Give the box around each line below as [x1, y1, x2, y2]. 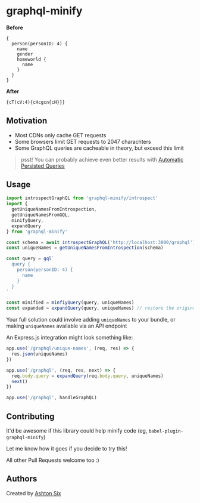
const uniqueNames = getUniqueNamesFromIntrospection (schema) [6, 245, 164, 251]
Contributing [6, 411, 55, 421]
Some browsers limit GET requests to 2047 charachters [14, 138, 151, 145]
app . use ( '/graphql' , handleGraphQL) [6, 395, 97, 401]
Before [6, 24, 24, 31]
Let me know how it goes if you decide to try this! [6, 445, 127, 452]
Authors [6, 474, 37, 484]
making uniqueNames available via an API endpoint [6, 322, 127, 329]
